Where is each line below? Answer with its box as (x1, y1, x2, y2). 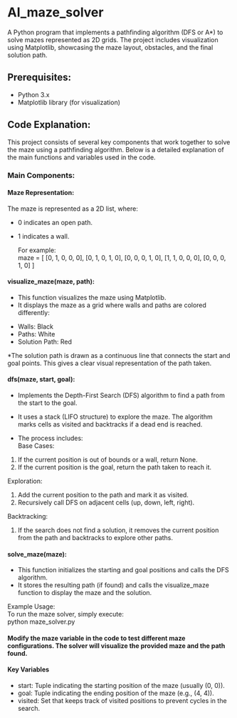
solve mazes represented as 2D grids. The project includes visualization (7, 35, 218, 44)
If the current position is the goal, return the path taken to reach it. (17, 463, 212, 472)
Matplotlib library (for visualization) (17, 98, 121, 106)
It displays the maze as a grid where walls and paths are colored (17, 301, 206, 309)
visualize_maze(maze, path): (7, 277, 95, 286)
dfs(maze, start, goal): (7, 375, 75, 384)
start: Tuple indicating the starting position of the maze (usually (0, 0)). (17, 682, 226, 690)
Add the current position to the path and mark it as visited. (17, 491, 189, 499)
